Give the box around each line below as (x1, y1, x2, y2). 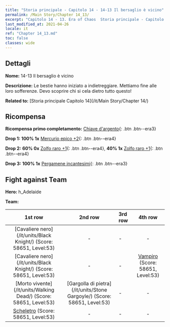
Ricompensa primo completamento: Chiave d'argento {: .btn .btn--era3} (5, 126, 157, 132)
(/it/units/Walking (13, 286, 55, 294)
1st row (24, 214, 44, 221)
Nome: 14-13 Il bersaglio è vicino (5, 72, 74, 79)
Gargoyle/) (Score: (67, 293, 111, 300)
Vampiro (138, 253, 158, 260)
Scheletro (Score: (13, 307, 55, 314)
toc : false (5, 36, 28, 41)
